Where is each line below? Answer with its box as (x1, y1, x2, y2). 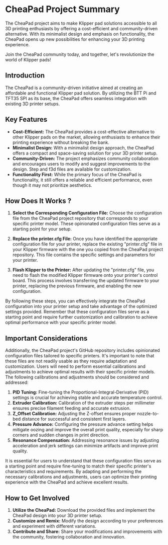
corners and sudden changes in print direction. (12, 432, 110, 438)
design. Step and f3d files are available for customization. (12, 166, 132, 172)
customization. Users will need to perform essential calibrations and (5, 363, 146, 369)
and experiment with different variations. (12, 523, 97, 529)
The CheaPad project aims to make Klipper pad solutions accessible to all (5, 20, 157, 26)
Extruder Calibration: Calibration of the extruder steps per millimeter (12, 400, 155, 406)
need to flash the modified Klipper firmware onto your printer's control (12, 272, 158, 278)
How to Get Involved (5, 494, 70, 502)
